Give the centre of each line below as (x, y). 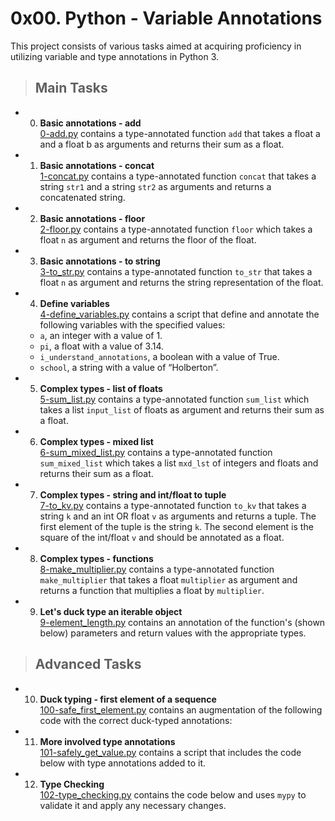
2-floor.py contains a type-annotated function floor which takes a (176, 229)
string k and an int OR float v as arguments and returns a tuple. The (178, 516)
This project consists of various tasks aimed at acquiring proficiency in (156, 46)
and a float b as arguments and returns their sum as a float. (162, 144)
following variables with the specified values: (132, 324)
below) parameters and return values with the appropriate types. (173, 633)
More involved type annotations (107, 741)
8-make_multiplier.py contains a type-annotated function (157, 569)
